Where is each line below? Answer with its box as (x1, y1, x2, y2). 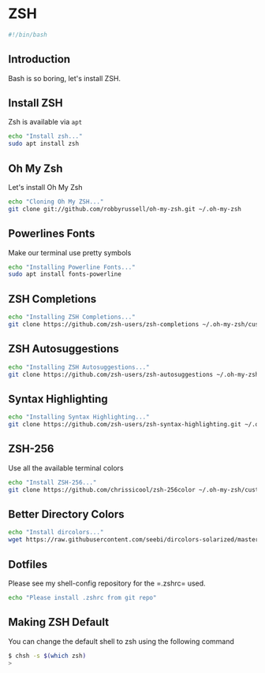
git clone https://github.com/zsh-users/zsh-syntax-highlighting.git (8, 421, 242, 429)
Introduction (8, 53, 71, 66)
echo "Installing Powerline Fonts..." (8, 263, 136, 271)
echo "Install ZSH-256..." (8, 478, 97, 486)
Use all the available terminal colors (8, 463, 124, 473)
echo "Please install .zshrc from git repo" (8, 593, 157, 601)
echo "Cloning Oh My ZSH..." (8, 198, 104, 206)
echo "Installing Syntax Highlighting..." (8, 413, 150, 422)
